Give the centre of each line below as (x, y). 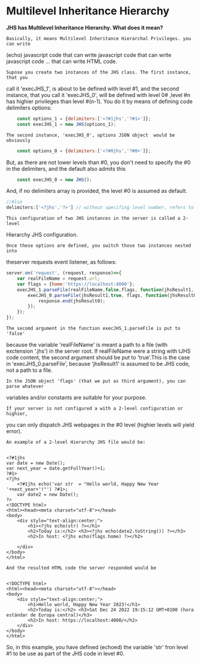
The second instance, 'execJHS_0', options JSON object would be (91, 135)
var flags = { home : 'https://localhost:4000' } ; (76, 284)
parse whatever (25, 387)
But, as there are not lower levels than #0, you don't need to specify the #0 (98, 162)
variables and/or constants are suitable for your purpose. (77, 398)
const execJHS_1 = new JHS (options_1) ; (67, 124)
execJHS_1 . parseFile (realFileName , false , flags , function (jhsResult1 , (106, 290)
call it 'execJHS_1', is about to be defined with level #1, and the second (93, 89)
